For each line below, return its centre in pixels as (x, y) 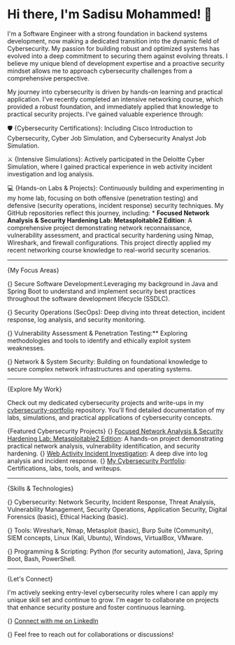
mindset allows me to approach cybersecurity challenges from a (100, 71)
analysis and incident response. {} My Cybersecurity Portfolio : (97, 460)
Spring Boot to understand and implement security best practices (101, 291)
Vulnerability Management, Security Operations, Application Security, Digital (117, 509)
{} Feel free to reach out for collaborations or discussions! (91, 634)
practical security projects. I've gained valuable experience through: (106, 114)
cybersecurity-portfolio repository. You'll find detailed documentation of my (116, 410)
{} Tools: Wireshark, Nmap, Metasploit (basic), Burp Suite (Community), (110, 530)
